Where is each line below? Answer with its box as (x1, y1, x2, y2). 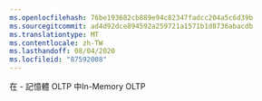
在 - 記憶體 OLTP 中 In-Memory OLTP (9, 81, 146, 91)
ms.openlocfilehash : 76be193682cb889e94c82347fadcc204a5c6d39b (9, 13, 254, 23)
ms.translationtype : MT (9, 30, 100, 39)
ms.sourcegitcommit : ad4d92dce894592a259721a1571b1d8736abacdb (9, 22, 254, 31)
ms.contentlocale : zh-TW (9, 38, 103, 48)
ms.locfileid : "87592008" (9, 55, 107, 64)
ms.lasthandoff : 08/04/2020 (9, 47, 116, 56)
